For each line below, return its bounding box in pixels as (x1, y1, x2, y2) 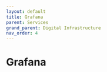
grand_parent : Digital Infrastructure (6, 25, 101, 31)
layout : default (6, 8, 46, 15)
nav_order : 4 (6, 30, 38, 36)
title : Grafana (6, 14, 44, 20)
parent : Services (6, 19, 49, 25)
